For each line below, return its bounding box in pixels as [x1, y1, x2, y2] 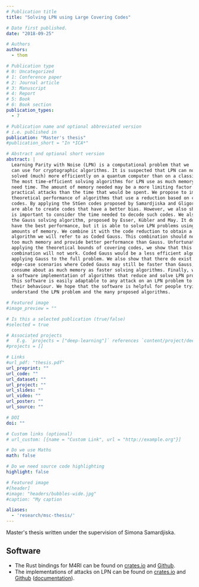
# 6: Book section [6, 102, 52, 108]
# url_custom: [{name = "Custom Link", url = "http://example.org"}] [6, 437, 182, 442]
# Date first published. [6, 25, 68, 31]
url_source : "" [6, 404, 44, 410]
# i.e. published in [6, 129, 57, 135]
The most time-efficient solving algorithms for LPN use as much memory [11, 178, 195, 184]
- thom [11, 52, 28, 58]
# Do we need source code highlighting [6, 463, 105, 470]
